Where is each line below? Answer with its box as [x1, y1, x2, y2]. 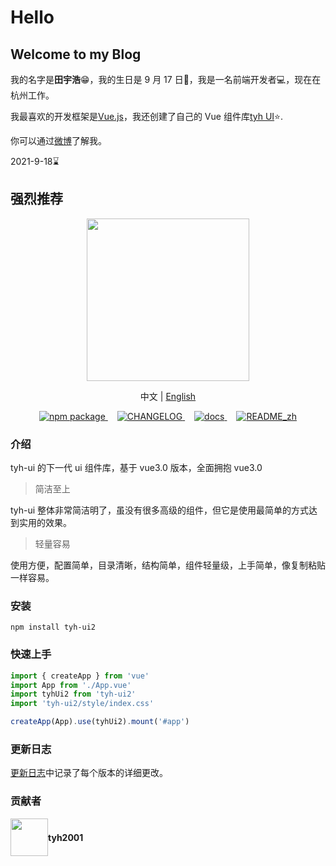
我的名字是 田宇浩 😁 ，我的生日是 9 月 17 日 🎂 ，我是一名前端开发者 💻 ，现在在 [10, 74, 322, 85]
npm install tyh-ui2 [10, 622, 97, 633]
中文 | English [139, 390, 197, 402]
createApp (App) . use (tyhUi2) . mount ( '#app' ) [10, 717, 190, 727]
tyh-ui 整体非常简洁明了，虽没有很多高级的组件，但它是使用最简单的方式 [10, 504, 310, 516]
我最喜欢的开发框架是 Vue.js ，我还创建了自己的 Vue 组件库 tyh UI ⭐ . [10, 111, 283, 122]
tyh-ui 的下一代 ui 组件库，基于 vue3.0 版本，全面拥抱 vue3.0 [10, 462, 263, 474]
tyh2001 [48, 831, 84, 843]
